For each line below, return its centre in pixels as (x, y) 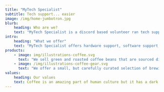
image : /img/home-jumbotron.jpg (38, 18)
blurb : (12, 23)
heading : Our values (35, 77)
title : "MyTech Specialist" (34, 9)
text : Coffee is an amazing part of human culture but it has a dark (86, 82)
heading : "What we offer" (40, 41)
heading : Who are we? (36, 28)
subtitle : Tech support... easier (40, 14)
